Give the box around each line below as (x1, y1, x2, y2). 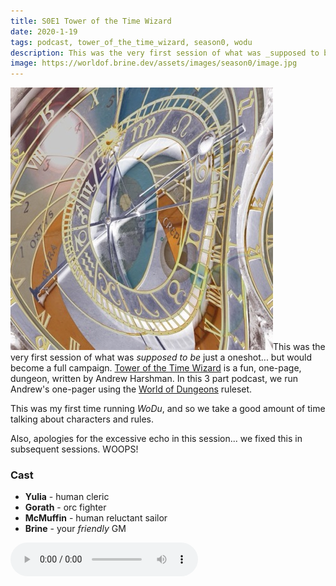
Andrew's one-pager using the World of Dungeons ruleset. (10, 383, 253, 395)
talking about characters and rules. (10, 413, 155, 425)
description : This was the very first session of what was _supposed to (10, 48, 320, 58)
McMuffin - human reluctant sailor (24, 512, 168, 524)
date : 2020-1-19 (10, 26, 78, 37)
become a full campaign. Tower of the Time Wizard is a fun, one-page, (10, 362, 302, 374)
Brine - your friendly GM (24, 523, 127, 535)
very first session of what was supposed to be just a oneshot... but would (10, 351, 313, 364)
